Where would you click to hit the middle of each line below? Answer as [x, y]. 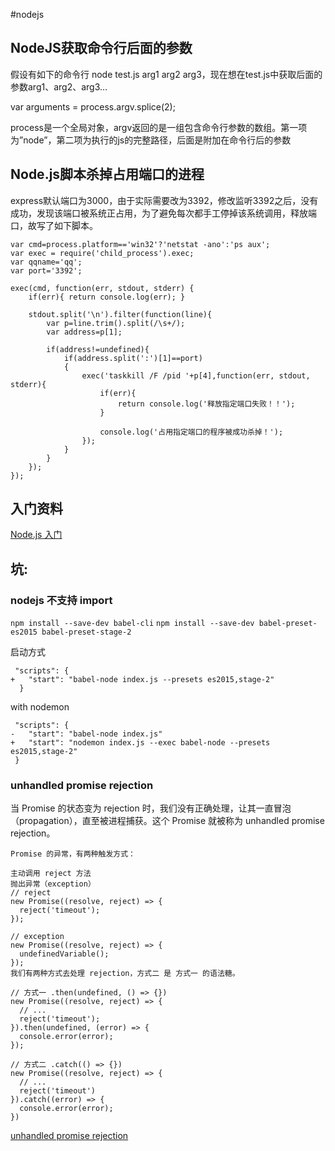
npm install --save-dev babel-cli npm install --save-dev [132, 624]
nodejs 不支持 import [61, 600]
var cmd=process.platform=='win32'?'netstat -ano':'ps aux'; [140, 244]
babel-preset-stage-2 [86, 632]
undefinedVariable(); [64, 954]
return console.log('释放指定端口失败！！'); [206, 404]
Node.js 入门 [36, 535]
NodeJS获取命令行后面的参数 [101, 48]
